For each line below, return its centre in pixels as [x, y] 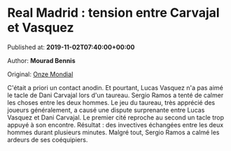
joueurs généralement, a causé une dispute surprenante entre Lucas [106, 110]
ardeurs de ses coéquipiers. [48, 139]
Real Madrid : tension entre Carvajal [113, 13]
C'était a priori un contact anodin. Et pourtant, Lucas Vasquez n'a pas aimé [115, 87]
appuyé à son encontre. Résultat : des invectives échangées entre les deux [115, 124]
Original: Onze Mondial [40, 74]
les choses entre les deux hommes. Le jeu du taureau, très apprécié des [111, 102]
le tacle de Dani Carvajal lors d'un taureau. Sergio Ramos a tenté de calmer [115, 95]
